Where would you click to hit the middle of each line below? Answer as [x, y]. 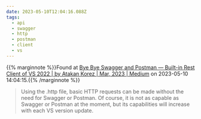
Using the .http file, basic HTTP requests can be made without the [102, 91]
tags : [13, 17]
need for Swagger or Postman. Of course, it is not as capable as [100, 98]
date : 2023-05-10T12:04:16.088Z [46, 12]
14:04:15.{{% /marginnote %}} [43, 80]
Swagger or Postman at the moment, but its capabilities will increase [105, 104]
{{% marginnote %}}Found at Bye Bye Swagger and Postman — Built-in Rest [100, 67]
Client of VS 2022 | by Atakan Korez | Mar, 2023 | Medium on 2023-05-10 [97, 73]
